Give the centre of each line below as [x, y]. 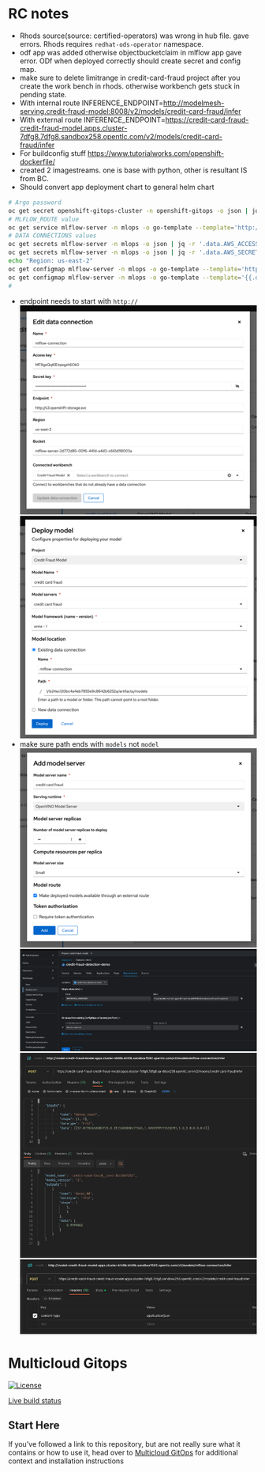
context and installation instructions [66, 1461]
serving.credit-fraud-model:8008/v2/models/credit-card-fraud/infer [131, 111]
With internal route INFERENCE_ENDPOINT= [91, 103]
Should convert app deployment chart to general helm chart [117, 187]
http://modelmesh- [194, 103]
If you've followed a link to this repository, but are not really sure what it [124, 1444]
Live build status [35, 1400]
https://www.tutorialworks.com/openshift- [156, 153]
